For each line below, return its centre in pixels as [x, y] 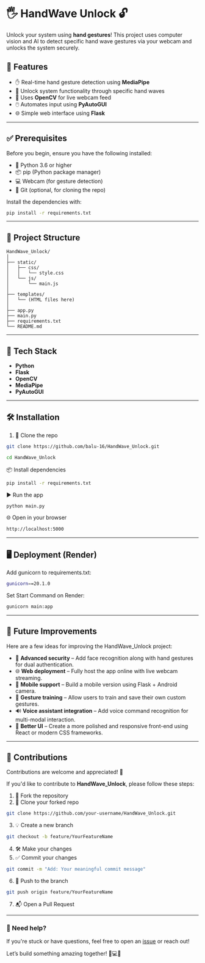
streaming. [29, 677]
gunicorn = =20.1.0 [28, 584]
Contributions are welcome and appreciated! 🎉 [65, 772]
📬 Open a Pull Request [45, 904]
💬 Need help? [27, 928]
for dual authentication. [45, 664]
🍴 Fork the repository [42, 796]
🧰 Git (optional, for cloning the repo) [60, 190]
